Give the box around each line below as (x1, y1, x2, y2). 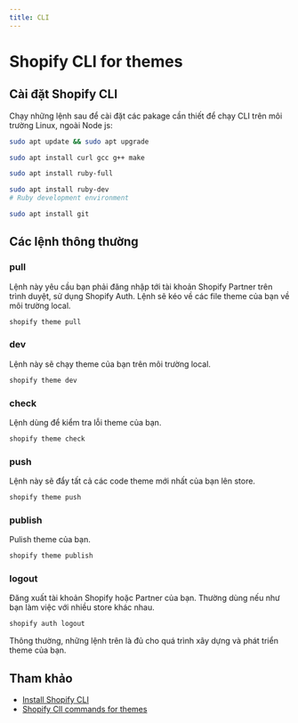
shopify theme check (9, 434, 86, 443)
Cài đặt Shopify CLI (9, 86, 118, 102)
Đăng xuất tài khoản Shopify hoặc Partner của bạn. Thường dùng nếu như (9, 593, 280, 604)
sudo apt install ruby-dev (9, 185, 109, 194)
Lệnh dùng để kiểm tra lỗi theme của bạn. (9, 417, 162, 427)
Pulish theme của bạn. (9, 534, 91, 545)
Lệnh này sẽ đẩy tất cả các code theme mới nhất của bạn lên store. (9, 475, 256, 486)
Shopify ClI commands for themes (21, 704, 148, 715)
